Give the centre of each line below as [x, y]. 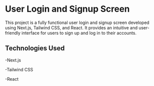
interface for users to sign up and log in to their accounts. [79, 33]
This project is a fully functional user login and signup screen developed [77, 22]
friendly [13, 33]
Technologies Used [35, 48]
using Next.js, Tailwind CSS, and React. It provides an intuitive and [71, 27]
